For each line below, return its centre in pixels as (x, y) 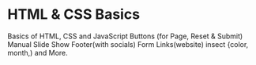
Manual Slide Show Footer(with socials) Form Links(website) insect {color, (128, 44)
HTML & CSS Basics (73, 14)
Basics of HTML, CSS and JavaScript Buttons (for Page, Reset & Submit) (125, 36)
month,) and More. (38, 52)
